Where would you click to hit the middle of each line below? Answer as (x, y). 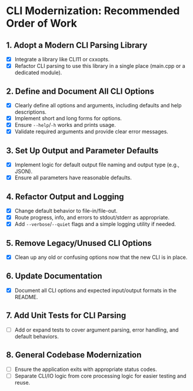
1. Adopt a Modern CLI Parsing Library (77, 45)
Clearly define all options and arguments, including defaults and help (98, 105)
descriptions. (31, 112)
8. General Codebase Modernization (74, 355)
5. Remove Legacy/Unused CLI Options (79, 243)
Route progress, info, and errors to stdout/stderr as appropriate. (92, 217)
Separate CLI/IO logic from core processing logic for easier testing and (100, 376)
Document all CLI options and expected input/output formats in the (96, 290)
